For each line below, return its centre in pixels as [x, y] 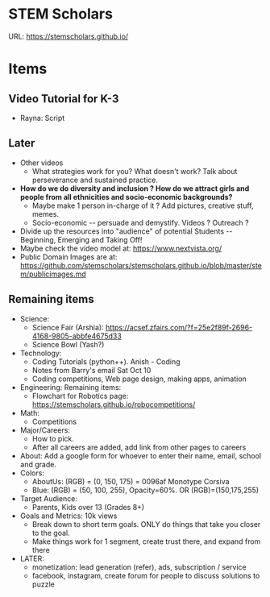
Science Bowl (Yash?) [68, 344]
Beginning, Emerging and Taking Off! [81, 239]
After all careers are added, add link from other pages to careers [139, 447]
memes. [45, 214]
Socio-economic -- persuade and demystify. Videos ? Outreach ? [140, 222]
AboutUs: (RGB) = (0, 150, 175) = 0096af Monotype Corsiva [131, 481]
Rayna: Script [42, 118]
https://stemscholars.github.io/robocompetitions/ [114, 404]
